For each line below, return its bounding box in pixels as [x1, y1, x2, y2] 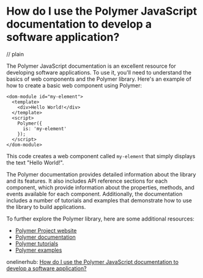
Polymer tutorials [15, 240, 59, 247]
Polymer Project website [15, 227, 77, 234]
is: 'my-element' [22, 125, 67, 132]
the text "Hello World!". [6, 159, 64, 166]
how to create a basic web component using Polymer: [6, 81, 142, 89]
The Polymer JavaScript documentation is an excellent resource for [6, 62, 176, 70]
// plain [6, 50, 24, 57]
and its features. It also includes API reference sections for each [6, 177, 168, 185]
